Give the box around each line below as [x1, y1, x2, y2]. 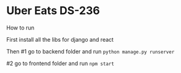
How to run [6, 24, 35, 31]
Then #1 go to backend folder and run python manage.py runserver [6, 47, 175, 55]
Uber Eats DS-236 [6, 4, 100, 18]
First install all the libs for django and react [6, 36, 114, 43]
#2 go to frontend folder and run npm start [6, 60, 115, 67]
